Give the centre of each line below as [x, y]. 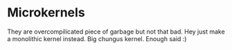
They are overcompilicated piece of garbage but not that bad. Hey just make [116, 32]
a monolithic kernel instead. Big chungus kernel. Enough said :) [97, 38]
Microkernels [46, 13]
